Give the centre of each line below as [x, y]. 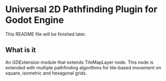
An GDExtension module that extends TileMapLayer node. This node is [79, 62]
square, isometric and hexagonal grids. [46, 73]
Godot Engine [35, 20]
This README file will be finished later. [46, 34]
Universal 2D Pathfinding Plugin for [81, 9]
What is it [21, 50]
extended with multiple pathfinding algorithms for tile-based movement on [83, 67]
